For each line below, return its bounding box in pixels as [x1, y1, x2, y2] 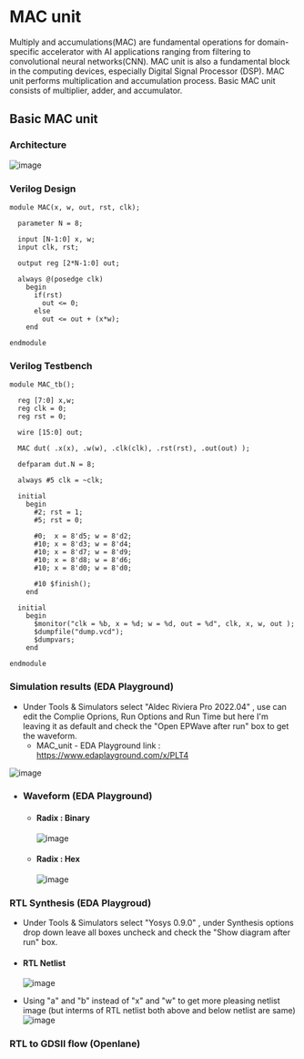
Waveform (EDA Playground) [22, 790, 153, 803]
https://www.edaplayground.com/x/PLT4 [35, 749, 189, 760]
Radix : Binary [35, 813, 91, 824]
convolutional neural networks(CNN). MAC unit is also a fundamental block [9, 56, 290, 67]
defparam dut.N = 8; [17, 460, 96, 469]
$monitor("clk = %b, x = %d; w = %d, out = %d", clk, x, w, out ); [33, 620, 296, 629]
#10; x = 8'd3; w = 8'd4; [33, 540, 132, 549]
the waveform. [22, 730, 77, 741]
